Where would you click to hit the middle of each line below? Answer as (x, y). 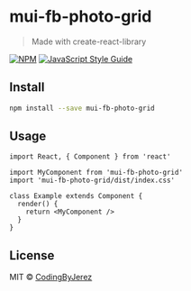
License (32, 255)
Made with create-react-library (89, 41)
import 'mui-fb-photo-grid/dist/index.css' (92, 181)
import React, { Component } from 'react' (90, 157)
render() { (38, 205)
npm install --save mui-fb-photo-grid (82, 108)
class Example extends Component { (76, 196)
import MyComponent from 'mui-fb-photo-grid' (96, 173)
